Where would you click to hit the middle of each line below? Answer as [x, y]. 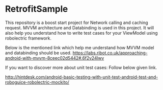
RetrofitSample [37, 9]
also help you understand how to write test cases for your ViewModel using [81, 33]
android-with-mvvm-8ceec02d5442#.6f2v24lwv [54, 58]
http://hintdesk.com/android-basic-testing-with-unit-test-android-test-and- [81, 77]
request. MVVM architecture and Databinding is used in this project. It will [80, 27]
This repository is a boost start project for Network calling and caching [77, 22]
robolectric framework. [28, 38]
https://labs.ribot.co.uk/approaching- [110, 53]
